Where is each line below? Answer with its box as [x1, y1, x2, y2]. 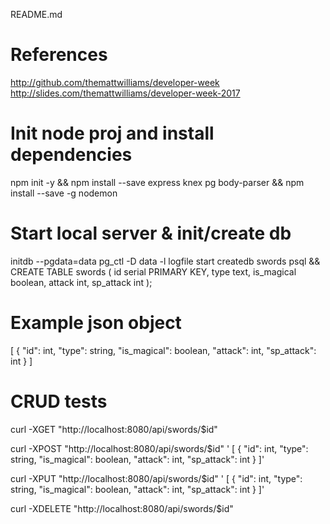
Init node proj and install [10, 122, 215, 145]
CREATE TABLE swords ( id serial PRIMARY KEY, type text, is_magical [10, 265, 297, 278]
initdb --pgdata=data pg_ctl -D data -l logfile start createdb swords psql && [10, 255, 321, 267]
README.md [10, 9, 63, 20]
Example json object [10, 312, 182, 334]
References [10, 44, 108, 66]
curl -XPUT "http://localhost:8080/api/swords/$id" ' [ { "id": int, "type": [10, 472, 303, 484]
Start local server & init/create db [10, 222, 292, 245]
